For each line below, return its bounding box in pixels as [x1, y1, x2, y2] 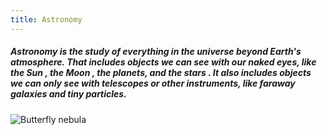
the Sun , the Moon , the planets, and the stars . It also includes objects [10, 67, 312, 79]
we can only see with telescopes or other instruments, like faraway [10, 77, 296, 90]
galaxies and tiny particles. [10, 88, 127, 100]
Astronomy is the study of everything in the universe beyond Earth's [10, 46, 302, 58]
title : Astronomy [10, 14, 83, 25]
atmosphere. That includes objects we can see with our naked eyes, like [10, 56, 317, 68]
